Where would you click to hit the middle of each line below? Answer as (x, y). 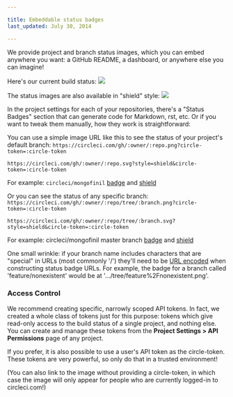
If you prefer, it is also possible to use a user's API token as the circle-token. (116, 351)
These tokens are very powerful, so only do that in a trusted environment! (112, 359)
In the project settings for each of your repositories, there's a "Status (106, 109)
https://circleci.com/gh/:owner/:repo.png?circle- (127, 145)
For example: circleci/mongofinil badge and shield (82, 182)
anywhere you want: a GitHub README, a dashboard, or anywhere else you (115, 59)
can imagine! (26, 67)
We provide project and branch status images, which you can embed (106, 52)
